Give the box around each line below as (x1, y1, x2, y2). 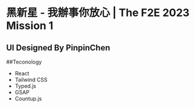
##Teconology (6, 58, 42, 65)
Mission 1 (6, 19, 54, 33)
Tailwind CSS (14, 76, 48, 83)
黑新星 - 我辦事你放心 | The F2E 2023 (6, 6, 190, 20)
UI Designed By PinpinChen (6, 43, 110, 53)
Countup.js (14, 95, 42, 102)
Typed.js (14, 82, 36, 90)
